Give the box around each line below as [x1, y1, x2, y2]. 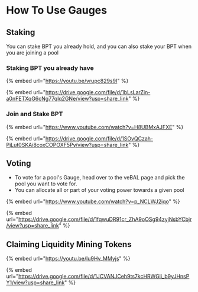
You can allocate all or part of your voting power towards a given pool [14, 187, 184, 194]
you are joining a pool [6, 49, 59, 56]
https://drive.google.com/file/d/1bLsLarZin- [45, 89, 151, 96]
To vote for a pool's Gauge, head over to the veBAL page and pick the [14, 174, 185, 181]
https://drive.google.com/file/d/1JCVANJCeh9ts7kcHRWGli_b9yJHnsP [18, 273, 190, 280]
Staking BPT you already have [6, 63, 94, 72]
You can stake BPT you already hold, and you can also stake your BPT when [6, 43, 192, 50]
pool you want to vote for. [14, 180, 77, 187]
